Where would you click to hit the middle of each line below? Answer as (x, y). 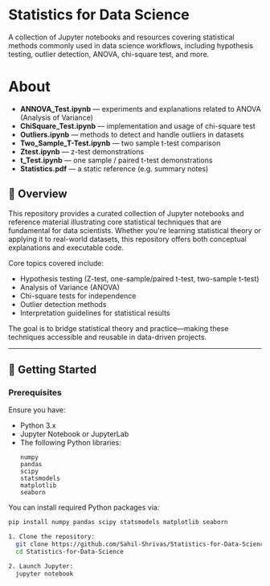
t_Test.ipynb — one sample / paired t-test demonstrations (116, 160)
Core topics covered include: (56, 263)
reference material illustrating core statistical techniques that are (115, 222)
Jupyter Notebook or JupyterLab (74, 434)
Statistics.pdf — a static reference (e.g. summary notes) (114, 168)
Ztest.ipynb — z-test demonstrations (82, 151)
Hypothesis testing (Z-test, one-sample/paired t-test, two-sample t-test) (139, 278)
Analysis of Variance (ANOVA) (70, 287)
